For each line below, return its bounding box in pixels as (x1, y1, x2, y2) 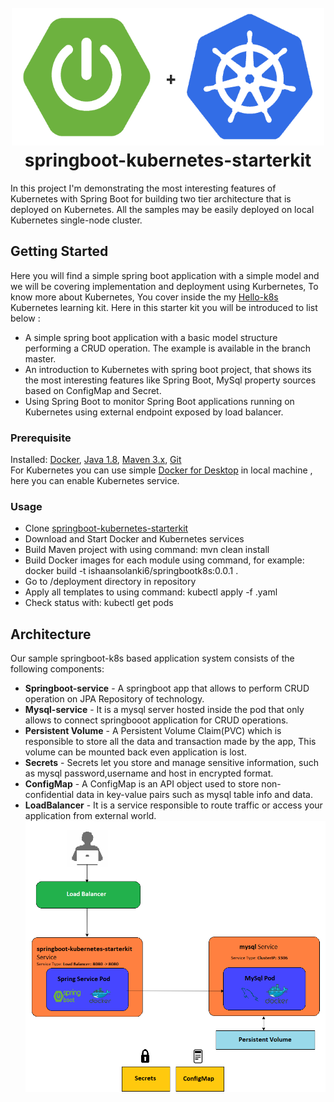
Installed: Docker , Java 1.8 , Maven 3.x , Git (10, 454, 182, 466)
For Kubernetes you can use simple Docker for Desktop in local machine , (10, 464, 313, 476)
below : (10, 312, 41, 324)
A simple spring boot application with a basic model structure (24, 331, 278, 343)
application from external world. (24, 810, 157, 822)
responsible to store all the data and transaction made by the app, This (24, 736, 317, 748)
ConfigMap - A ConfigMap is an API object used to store (24, 778, 260, 790)
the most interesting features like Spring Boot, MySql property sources (24, 374, 317, 386)
